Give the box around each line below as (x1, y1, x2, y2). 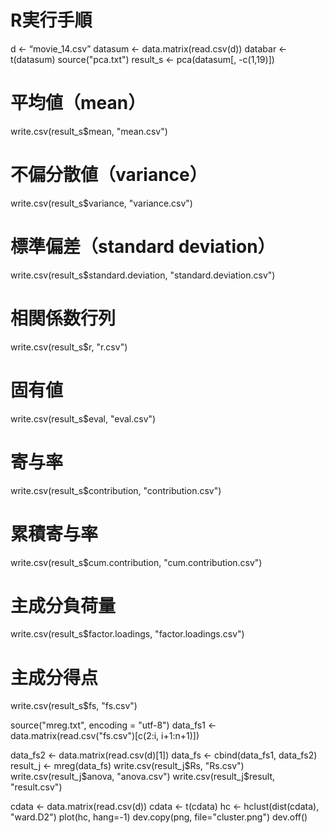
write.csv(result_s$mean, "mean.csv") (10, 125, 168, 137)
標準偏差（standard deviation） (10, 236, 276, 258)
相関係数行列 (10, 307, 117, 330)
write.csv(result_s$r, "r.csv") (10, 341, 128, 353)
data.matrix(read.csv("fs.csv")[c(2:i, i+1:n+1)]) (10, 730, 200, 742)
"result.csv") (10, 781, 63, 793)
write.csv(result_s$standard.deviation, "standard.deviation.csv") (10, 269, 276, 281)
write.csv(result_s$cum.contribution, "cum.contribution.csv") (10, 556, 263, 568)
